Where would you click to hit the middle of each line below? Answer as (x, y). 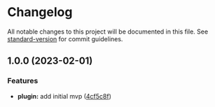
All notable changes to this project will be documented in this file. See (108, 31)
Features (23, 81)
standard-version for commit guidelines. (65, 38)
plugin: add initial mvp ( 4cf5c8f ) (64, 96)
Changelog (40, 12)
